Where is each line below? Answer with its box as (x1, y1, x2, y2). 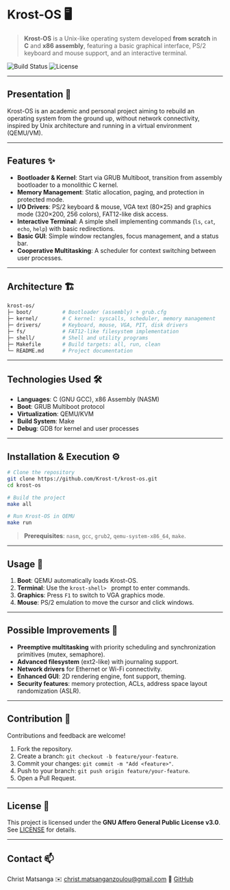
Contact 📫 (7, 853, 55, 865)
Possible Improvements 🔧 (7, 625, 118, 636)
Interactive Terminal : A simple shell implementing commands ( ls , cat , (16, 217, 216, 225)
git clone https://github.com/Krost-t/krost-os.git (7, 475, 157, 482)
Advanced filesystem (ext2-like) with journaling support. (16, 657, 179, 665)
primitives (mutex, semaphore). (16, 650, 105, 658)
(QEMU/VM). (7, 129, 43, 137)
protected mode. (16, 195, 64, 203)
